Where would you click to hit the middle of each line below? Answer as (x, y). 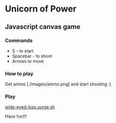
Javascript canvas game (43, 27)
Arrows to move (28, 61)
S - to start (23, 51)
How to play (19, 73)
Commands (19, 41)
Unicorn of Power (41, 9)
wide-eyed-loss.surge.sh (30, 107)
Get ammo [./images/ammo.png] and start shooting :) (58, 84)
